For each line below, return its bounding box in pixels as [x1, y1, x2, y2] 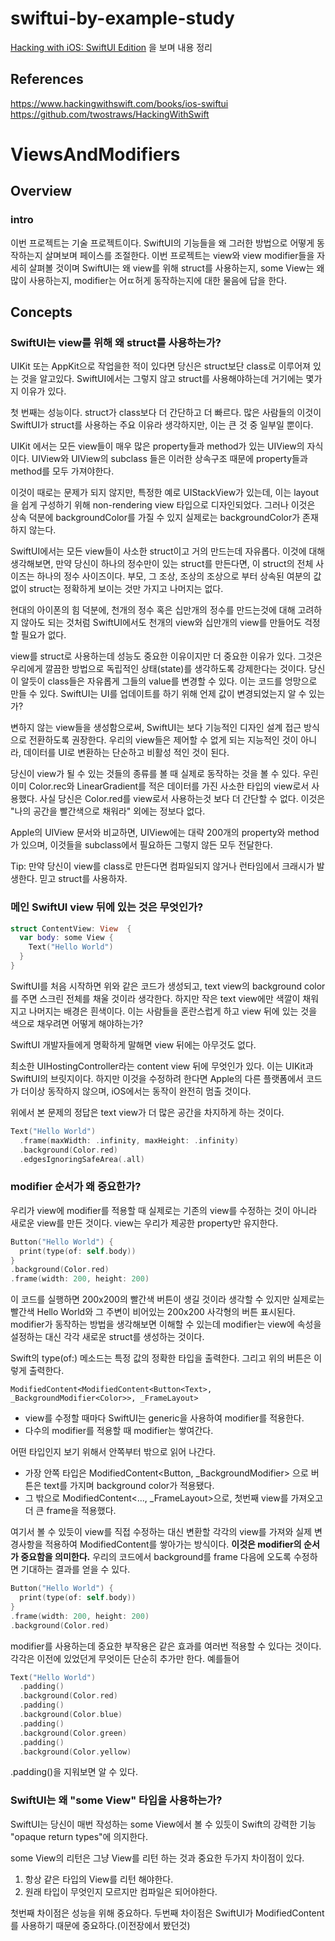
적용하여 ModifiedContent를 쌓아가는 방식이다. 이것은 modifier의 [44, 1538, 302, 1551]
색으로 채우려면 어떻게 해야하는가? [10, 1017, 144, 1029]
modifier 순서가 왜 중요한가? [10, 1180, 142, 1194]
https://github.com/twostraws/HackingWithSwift [10, 108, 210, 120]
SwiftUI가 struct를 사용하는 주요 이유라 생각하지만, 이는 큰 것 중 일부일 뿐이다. [10, 419, 314, 431]
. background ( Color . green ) [19, 1728, 128, 1738]
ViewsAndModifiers [10, 143, 181, 166]
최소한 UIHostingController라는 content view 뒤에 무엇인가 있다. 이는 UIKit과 [10, 1060, 314, 1072]
